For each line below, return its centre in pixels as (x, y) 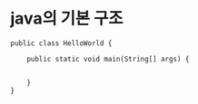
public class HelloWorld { (61, 43)
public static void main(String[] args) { (108, 59)
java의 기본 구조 (67, 19)
